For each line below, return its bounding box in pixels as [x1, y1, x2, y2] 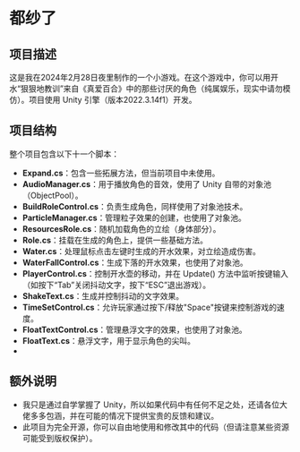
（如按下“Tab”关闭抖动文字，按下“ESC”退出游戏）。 [21, 279, 211, 290]
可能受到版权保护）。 [21, 432, 98, 443]
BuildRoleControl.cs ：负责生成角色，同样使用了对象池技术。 [21, 200, 248, 211]
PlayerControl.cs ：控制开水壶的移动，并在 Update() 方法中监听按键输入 [21, 268, 289, 278]
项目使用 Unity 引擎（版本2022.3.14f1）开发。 [28, 95, 197, 105]
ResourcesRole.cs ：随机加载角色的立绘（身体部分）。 [21, 223, 221, 234]
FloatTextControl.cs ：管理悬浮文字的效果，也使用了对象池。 [21, 324, 248, 335]
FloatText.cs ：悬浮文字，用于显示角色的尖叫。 [21, 335, 195, 345]
